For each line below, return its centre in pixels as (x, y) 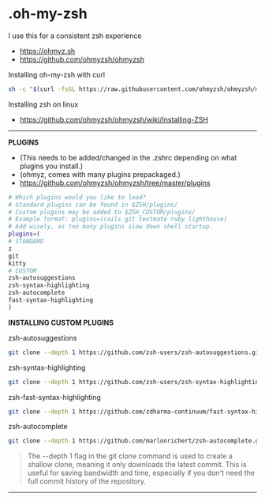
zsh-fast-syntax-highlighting (54, 397)
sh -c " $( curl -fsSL (42, 89)
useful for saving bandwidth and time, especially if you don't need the (141, 473)
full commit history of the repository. (87, 481)
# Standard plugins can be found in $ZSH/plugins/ (93, 205)
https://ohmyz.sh (47, 51)
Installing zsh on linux (43, 104)
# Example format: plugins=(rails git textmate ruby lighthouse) (118, 219)
